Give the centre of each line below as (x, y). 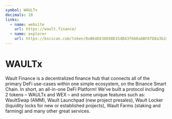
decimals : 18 (19, 15)
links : (12, 19)
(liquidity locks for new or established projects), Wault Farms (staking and (83, 105)
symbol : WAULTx (21, 10)
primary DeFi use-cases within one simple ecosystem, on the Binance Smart (86, 84)
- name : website (27, 24)
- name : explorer (28, 34)
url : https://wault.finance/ (46, 29)
